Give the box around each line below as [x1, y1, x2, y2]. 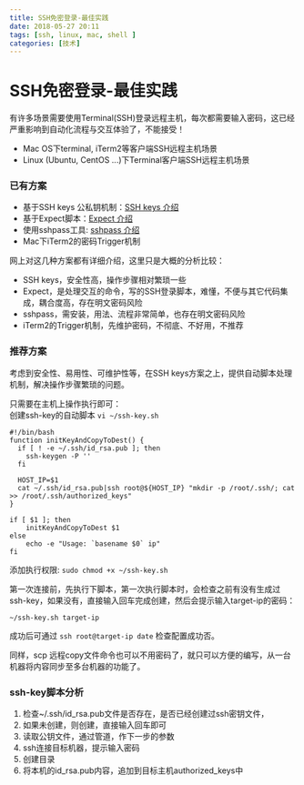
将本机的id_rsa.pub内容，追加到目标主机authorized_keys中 [22, 765, 244, 776]
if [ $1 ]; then [9, 515, 71, 524]
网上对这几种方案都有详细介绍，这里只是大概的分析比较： [9, 256, 225, 267]
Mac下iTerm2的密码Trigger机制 [22, 236, 141, 247]
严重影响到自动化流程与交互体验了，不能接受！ [9, 124, 185, 135]
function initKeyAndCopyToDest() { [9, 436, 145, 445]
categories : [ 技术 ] [9, 38, 81, 48]
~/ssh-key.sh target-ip [9, 613, 100, 622]
